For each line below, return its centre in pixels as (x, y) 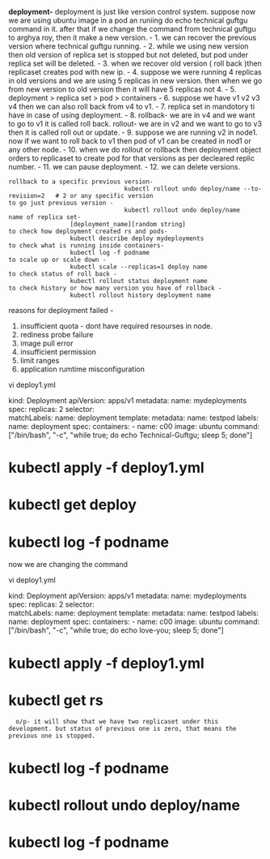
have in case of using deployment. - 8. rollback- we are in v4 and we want (132, 115)
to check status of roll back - (63, 274)
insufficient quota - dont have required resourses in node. (116, 326)
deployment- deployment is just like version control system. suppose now (132, 12)
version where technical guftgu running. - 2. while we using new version (129, 46)
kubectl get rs (56, 700)
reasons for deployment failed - (61, 310)
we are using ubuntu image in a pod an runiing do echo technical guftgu (128, 20)
